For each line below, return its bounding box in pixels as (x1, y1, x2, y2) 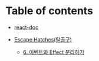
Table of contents (5, 4, 94, 18)
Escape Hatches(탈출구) (14, 36, 72, 43)
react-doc (14, 24, 39, 31)
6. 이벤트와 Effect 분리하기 (22, 49, 85, 56)
